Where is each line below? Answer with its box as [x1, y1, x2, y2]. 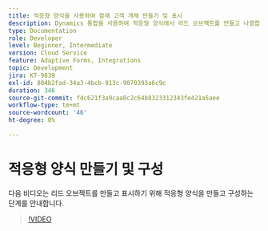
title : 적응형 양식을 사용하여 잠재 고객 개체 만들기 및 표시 [8, 11, 183, 20]
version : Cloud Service [8, 49, 88, 57]
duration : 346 [8, 86, 56, 95]
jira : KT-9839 [8, 71, 56, 79]
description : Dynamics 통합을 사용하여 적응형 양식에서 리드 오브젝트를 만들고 [8, 19, 241, 27]
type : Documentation [8, 26, 78, 34]
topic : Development [8, 64, 74, 72]
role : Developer [8, 34, 62, 43]
